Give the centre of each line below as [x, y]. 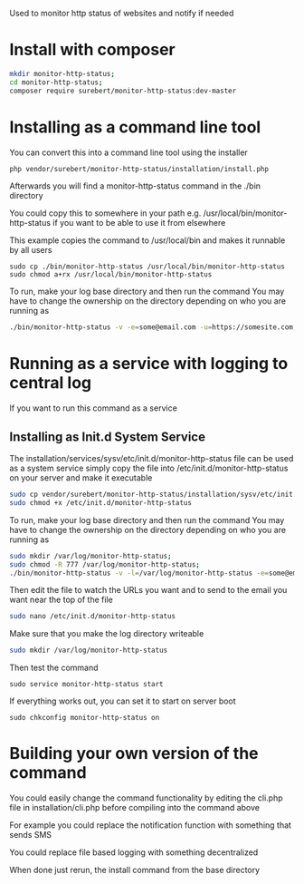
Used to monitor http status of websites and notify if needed [122, 13]
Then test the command [54, 668]
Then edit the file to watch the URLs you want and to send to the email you [148, 590]
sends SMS [31, 835]
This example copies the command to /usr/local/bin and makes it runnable [147, 240]
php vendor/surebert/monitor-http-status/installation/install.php [139, 169]
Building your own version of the [134, 754]
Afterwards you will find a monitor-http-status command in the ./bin [135, 186]
